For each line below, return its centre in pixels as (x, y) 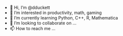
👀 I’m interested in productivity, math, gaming (56, 13)
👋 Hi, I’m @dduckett (30, 8)
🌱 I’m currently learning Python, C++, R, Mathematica (64, 18)
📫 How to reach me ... (32, 28)
